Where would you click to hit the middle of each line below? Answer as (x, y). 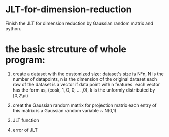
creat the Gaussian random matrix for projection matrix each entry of (84, 105)
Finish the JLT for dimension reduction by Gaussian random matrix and (79, 23)
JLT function (26, 120)
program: (25, 60)
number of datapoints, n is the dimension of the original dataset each (85, 79)
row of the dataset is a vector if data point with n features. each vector (86, 84)
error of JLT (25, 130)
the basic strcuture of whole (66, 49)
